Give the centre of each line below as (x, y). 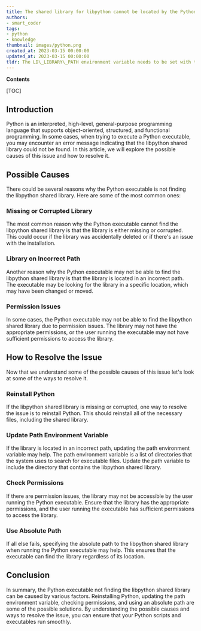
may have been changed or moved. (50, 291)
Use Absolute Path (34, 530)
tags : (13, 28)
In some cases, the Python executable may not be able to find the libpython (99, 320)
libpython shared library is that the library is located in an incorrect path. (95, 278)
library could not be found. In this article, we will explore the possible (91, 149)
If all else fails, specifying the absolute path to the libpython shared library (97, 544)
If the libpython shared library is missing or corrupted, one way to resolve (97, 407)
